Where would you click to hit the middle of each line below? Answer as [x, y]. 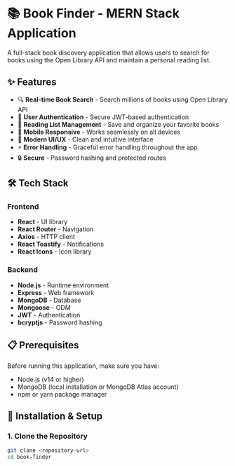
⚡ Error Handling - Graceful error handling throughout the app [107, 147]
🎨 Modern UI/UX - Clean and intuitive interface [86, 139]
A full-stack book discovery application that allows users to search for [108, 53]
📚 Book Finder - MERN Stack [94, 14]
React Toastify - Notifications [60, 244]
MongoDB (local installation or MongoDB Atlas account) [98, 387]
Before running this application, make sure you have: [83, 366]
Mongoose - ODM [44, 307]
